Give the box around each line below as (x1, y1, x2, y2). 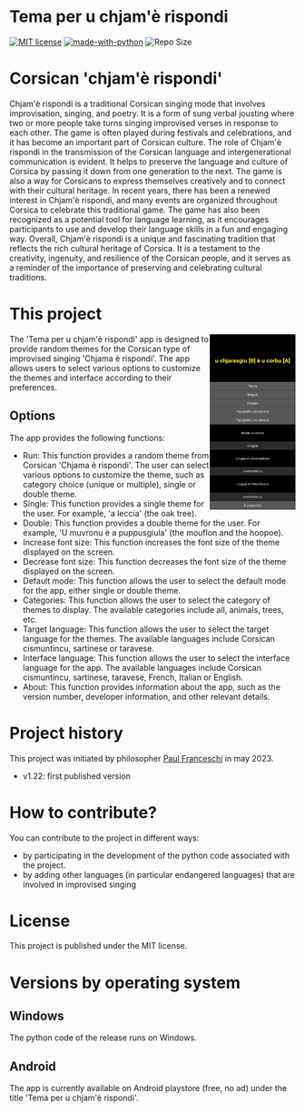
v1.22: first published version (22, 770, 132, 782)
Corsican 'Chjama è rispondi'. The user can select (22, 459, 210, 470)
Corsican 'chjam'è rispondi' (9, 68, 223, 89)
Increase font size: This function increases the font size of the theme (22, 536, 280, 547)
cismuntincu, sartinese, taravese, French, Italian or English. (22, 672, 243, 683)
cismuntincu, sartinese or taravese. (22, 643, 154, 654)
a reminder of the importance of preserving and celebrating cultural (9, 261, 262, 273)
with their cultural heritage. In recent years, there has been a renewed (9, 184, 271, 196)
